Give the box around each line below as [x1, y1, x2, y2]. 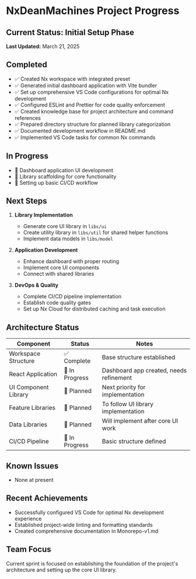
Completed [6, 60, 48, 70]
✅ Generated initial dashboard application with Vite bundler [14, 82, 157, 89]
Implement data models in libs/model [23, 235, 114, 242]
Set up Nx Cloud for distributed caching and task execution [23, 305, 166, 312]
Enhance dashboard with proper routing [23, 258, 120, 265]
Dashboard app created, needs [101, 367, 187, 375]
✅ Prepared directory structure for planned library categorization [14, 120, 171, 127]
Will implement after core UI [101, 417, 178, 425]
